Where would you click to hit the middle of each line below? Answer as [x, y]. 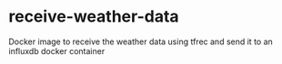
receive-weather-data [94, 17]
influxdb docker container [57, 50]
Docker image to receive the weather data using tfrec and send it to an [141, 41]
